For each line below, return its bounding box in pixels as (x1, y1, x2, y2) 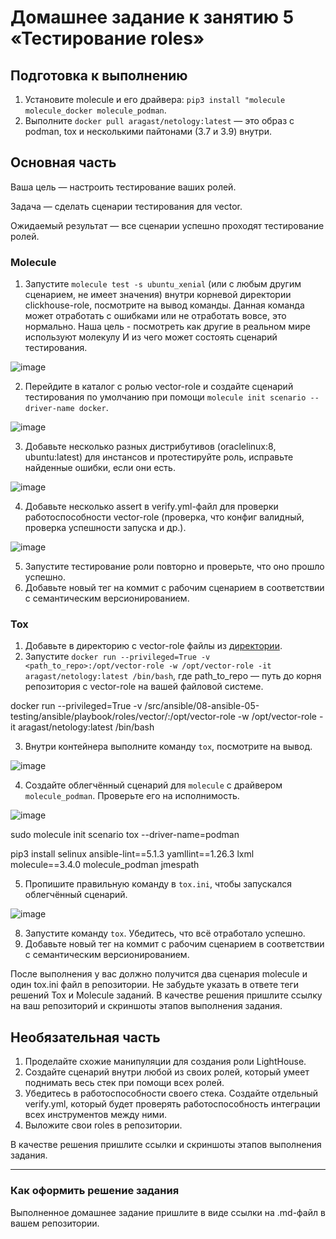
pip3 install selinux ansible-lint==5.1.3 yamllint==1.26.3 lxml (10, 848, 255, 860)
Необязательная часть (10, 1029, 161, 1046)
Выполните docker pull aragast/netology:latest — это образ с (24, 115, 295, 126)
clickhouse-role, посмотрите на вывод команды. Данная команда (24, 299, 305, 311)
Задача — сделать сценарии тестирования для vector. (10, 200, 243, 212)
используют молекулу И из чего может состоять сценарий (24, 331, 278, 343)
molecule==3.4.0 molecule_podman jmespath (10, 859, 200, 871)
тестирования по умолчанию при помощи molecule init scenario (24, 391, 307, 403)
